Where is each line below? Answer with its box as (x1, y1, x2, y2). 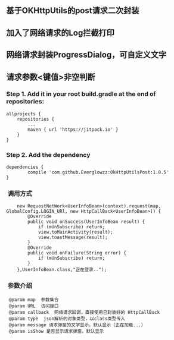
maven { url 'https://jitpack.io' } (27, 127, 119, 133)
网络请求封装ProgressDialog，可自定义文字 (6, 50, 167, 60)
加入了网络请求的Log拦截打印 (6, 27, 115, 37)
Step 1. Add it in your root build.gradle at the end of (6, 90, 156, 98)
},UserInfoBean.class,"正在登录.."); (17, 267, 107, 273)
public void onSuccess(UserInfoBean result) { (27, 219, 145, 225)
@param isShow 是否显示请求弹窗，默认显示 (8, 328, 104, 334)
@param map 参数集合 (8, 297, 59, 303)
